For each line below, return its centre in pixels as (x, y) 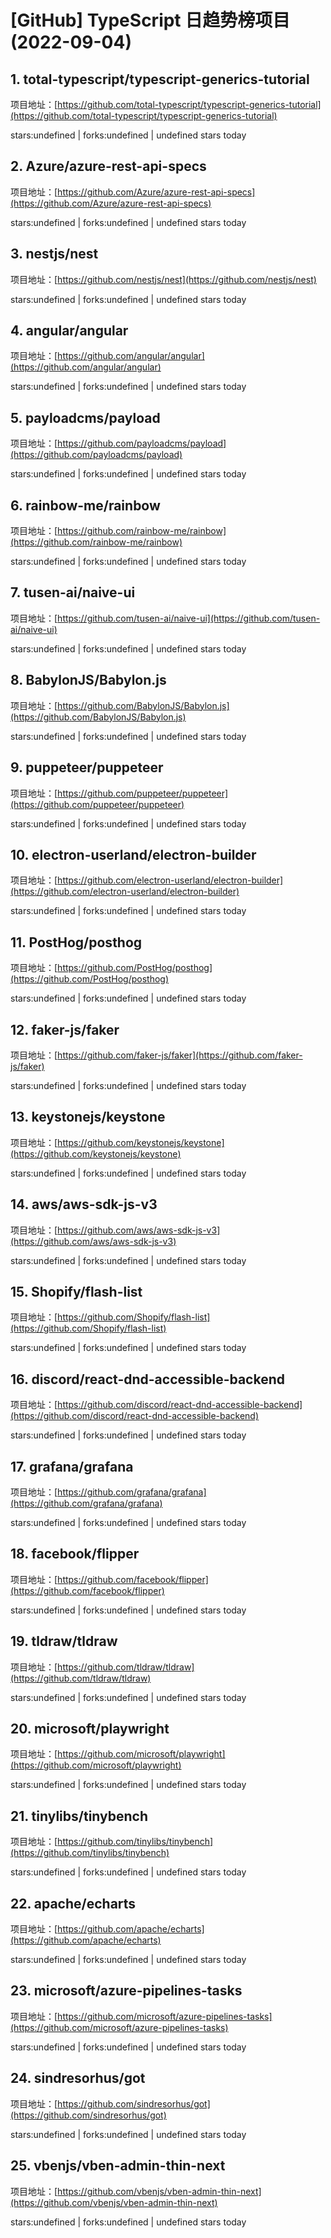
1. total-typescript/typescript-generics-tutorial (160, 79)
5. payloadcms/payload (85, 417)
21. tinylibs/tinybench (79, 1816)
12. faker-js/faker (65, 1029)
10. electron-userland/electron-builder (133, 854)
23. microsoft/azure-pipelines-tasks (126, 1991)
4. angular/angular (69, 331)
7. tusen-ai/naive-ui (73, 592)
